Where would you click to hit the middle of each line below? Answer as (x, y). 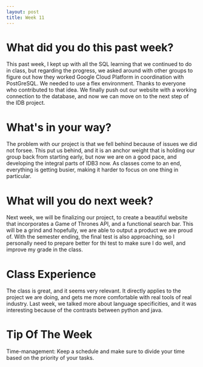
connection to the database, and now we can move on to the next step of (98, 96)
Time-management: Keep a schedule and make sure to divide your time (95, 351)
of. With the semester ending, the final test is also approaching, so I (90, 237)
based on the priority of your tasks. (50, 358)
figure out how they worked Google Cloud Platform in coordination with (95, 77)
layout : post (23, 12)
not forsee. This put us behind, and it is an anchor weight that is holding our (101, 150)
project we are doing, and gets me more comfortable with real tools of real (99, 297)
